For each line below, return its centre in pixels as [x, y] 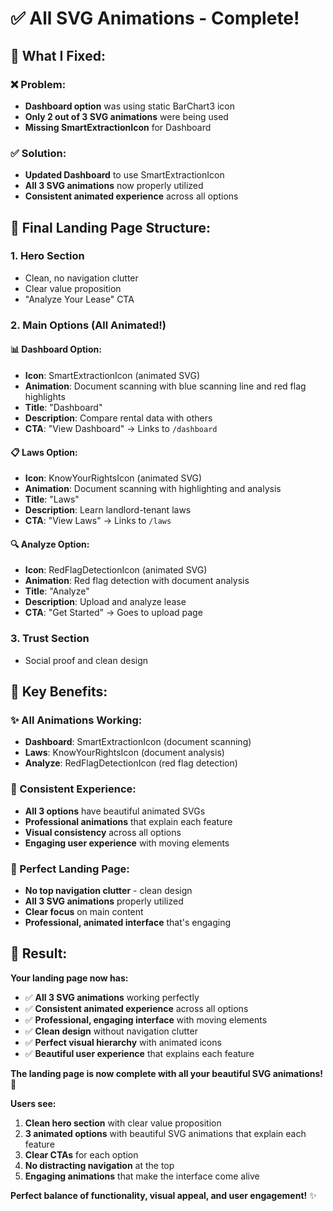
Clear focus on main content [84, 911]
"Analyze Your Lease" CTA [79, 299]
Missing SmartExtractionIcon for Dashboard [118, 127]
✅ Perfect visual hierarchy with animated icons [123, 1042]
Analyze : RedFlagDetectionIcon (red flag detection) [131, 763]
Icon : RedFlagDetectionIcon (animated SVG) [116, 570]
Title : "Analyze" [57, 591]
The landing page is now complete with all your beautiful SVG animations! [167, 1073]
